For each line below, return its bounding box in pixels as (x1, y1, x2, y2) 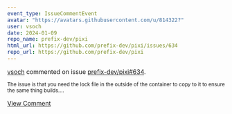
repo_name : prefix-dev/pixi (7, 36, 89, 43)
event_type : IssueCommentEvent (7, 10, 98, 17)
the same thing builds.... (7, 87, 64, 94)
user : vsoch (7, 23, 42, 30)
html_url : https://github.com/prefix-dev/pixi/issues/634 (7, 42, 178, 49)
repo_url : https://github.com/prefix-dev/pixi (7, 49, 144, 56)
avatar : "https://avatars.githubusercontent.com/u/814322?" (7, 17, 185, 23)
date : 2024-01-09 (7, 29, 57, 37)
